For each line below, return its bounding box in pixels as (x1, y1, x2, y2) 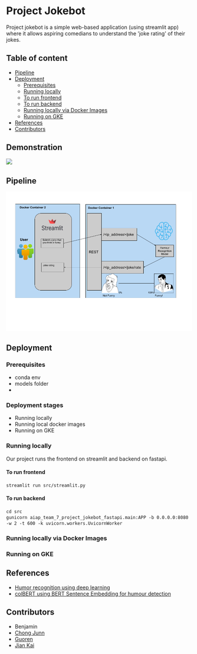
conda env (14, 374, 41, 381)
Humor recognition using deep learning (14, 584, 110, 591)
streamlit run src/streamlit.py (6, 482, 86, 488)
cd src (6, 509, 22, 515)
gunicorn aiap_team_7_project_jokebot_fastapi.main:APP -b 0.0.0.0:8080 (6, 515, 189, 521)
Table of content (6, 53, 68, 63)
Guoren (14, 635, 34, 642)
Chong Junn (14, 629, 45, 636)
